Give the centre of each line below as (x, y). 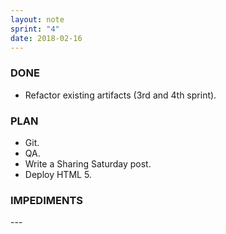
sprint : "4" (35, 29)
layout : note (37, 19)
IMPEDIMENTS (46, 200)
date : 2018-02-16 (46, 38)
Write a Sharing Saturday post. (88, 163)
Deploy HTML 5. (58, 174)
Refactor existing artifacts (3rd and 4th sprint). (120, 95)
